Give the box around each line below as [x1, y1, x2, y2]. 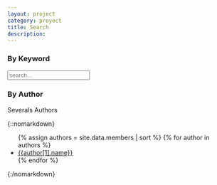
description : [7, 30, 46, 38]
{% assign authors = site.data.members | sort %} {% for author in [17, 133, 210, 142]
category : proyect [7, 17, 62, 24]
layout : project [7, 10, 55, 18]
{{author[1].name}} [17, 148, 73, 157]
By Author [7, 90, 43, 100]
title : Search [7, 23, 50, 31]
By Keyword [7, 54, 51, 64]
